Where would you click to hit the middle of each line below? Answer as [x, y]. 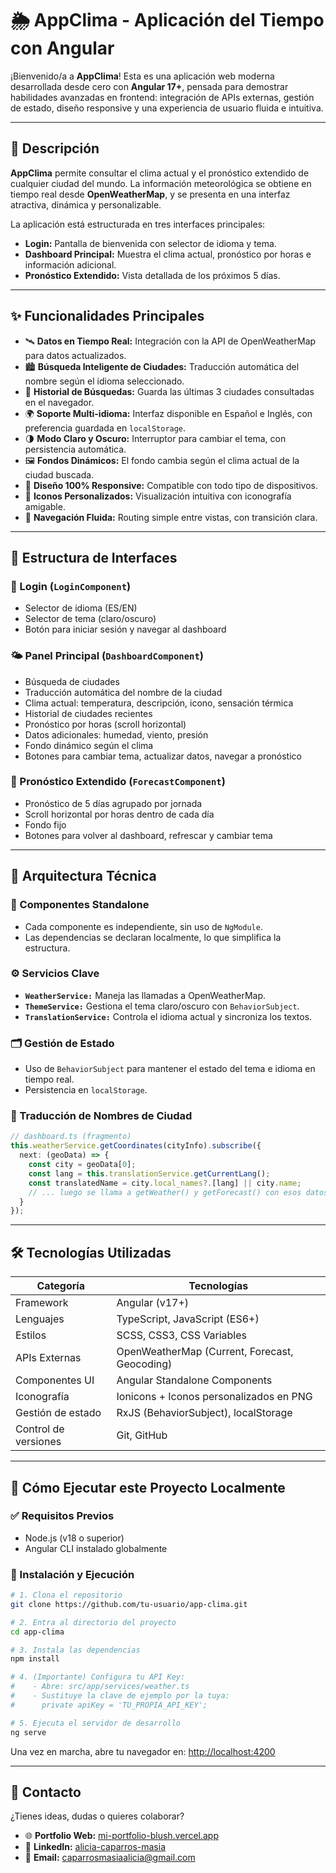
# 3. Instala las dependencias [75, 1650]
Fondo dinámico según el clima [89, 745]
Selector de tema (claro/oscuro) [90, 619]
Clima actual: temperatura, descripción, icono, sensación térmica [159, 703]
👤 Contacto [46, 1792]
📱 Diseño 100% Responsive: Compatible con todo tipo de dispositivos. [171, 485]
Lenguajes [40, 1319]
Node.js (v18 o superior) [74, 1538]
